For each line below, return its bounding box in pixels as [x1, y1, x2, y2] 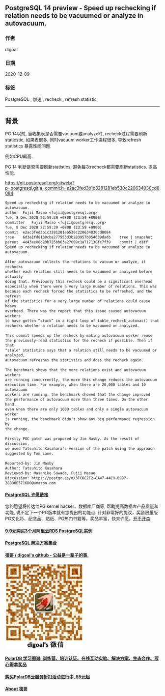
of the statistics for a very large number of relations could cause [5, 299, 151, 304]
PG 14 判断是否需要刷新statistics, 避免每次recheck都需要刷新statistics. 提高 [5, 164, 157, 170]
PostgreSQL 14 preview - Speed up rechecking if [5, 4, 156, 12]
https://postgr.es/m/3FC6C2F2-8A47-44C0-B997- [31, 476, 129, 481]
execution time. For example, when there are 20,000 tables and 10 [5, 382, 146, 387]
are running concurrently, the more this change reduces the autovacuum [5, 377, 157, 382]
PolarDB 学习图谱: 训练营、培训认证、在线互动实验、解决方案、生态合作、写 [5, 656, 159, 662]
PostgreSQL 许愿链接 [5, 492, 49, 497]
